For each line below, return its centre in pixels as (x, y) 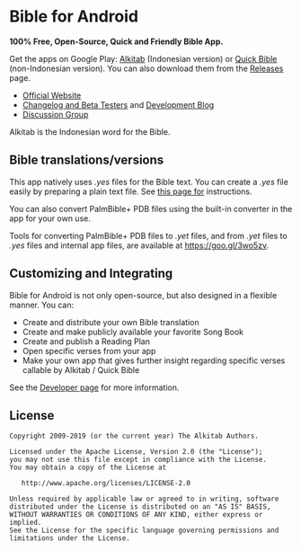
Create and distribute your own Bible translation (111, 322)
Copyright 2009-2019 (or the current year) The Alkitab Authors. (134, 436)
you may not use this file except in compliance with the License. (138, 460)
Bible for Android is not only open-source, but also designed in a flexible (143, 295)
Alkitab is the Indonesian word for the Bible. (90, 131)
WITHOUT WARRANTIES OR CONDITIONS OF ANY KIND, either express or (136, 515)
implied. (26, 523)
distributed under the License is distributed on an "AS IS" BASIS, (140, 507)
